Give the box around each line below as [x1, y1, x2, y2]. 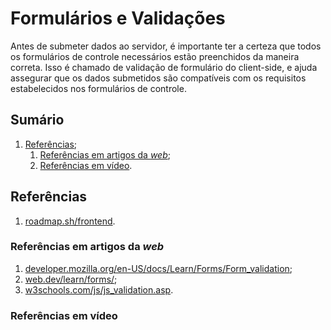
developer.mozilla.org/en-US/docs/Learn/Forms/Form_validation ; [24, 262, 293, 274]
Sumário [10, 112, 65, 129]
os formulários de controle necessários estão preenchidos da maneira [10, 50, 300, 62]
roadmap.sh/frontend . [24, 215, 116, 227]
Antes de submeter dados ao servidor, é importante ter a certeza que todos [10, 40, 322, 52]
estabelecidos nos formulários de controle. [10, 82, 187, 94]
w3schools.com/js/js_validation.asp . [24, 283, 174, 296]
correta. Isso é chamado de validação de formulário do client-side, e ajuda [10, 61, 318, 73]
